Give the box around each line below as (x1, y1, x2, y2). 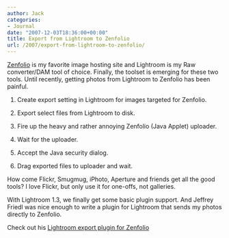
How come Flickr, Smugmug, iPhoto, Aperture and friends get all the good (7, 175, 215, 183)
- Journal (7, 23, 36, 29)
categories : (7, 16, 41, 23)
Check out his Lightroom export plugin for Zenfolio (7, 224, 150, 231)
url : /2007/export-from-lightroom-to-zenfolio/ (7, 42, 146, 49)
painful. (7, 83, 29, 90)
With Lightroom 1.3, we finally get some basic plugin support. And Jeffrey (7, 196, 214, 204)
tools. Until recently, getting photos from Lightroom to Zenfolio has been (7, 75, 211, 83)
